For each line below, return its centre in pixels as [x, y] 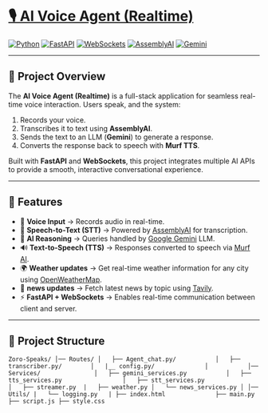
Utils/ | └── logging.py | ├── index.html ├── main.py [132, 395]
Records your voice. [53, 120]
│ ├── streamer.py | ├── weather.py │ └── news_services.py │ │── [134, 387]
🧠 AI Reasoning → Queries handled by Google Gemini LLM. [117, 239]
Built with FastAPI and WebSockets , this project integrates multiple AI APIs [132, 161]
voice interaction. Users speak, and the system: [102, 104]
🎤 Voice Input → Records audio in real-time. [92, 221]
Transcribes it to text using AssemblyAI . [86, 128]
